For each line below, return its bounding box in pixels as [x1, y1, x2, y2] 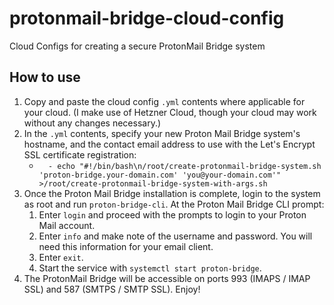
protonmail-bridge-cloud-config [9, 7, 285, 30]
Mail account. [38, 219, 96, 231]
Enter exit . [38, 251, 84, 263]
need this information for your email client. [38, 240, 214, 252]
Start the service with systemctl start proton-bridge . [38, 262, 262, 274]
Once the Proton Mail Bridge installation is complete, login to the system [23, 187, 321, 199]
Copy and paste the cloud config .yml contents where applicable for [23, 95, 306, 107]
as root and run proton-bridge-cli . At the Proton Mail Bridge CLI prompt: [23, 198, 325, 210]
